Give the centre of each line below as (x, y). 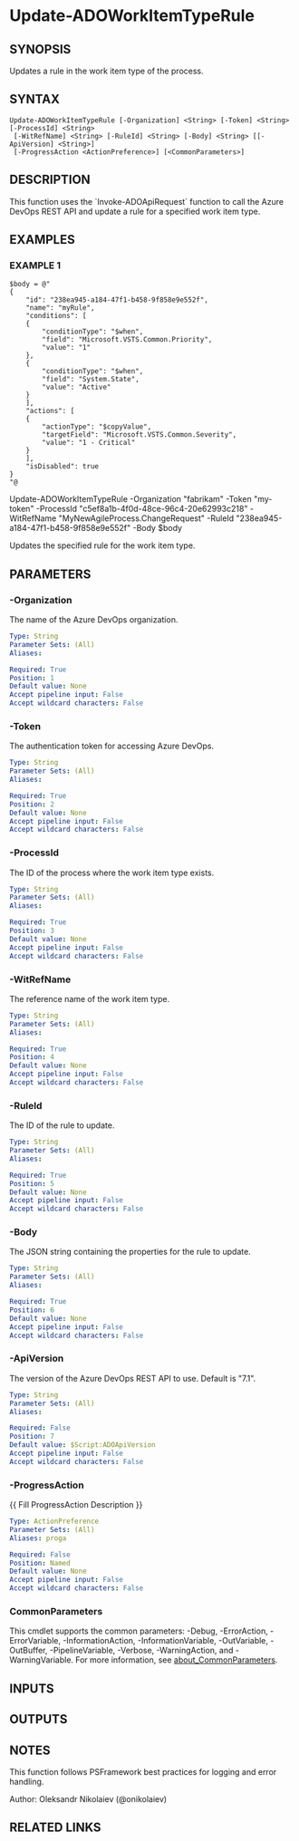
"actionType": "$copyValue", (97, 427)
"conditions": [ (57, 316)
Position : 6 (32, 1310)
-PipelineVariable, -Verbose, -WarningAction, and (141, 1651)
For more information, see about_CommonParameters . (177, 1660)
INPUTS (32, 1688)
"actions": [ (50, 411)
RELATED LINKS (55, 1828)
